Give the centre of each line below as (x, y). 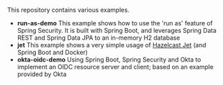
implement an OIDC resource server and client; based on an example (115, 67)
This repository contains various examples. (68, 10)
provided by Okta (42, 74)
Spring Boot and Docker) (52, 52)
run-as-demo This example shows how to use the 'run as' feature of (115, 23)
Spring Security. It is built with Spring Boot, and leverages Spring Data (117, 31)
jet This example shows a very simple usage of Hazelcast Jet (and (111, 45)
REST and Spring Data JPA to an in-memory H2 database (99, 38)
